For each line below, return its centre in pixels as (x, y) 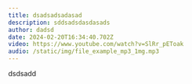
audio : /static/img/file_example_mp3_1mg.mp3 (83, 51)
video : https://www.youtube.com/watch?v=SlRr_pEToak (96, 44)
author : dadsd (31, 30)
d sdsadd (22, 73)
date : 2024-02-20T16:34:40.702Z (61, 37)
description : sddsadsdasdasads (59, 23)
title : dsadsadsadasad (45, 15)
